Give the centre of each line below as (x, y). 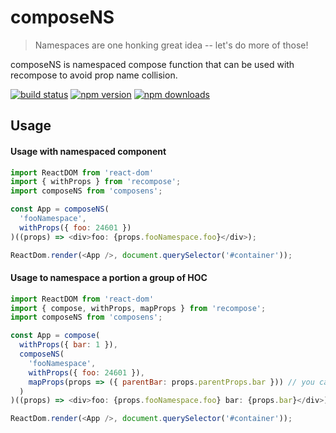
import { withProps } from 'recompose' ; (96, 182)
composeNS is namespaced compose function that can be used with (152, 64)
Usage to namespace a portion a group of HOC (109, 278)
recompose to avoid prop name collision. (94, 75)
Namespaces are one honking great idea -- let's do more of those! (171, 45)
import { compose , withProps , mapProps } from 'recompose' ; (138, 308)
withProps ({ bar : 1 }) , (68, 345)
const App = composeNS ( (60, 209)
